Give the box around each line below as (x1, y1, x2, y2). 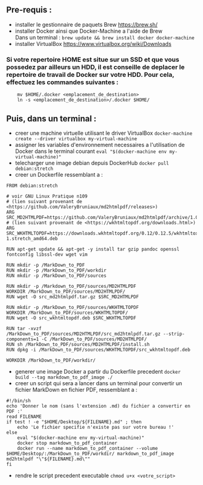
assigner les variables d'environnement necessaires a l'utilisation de (14, 141, 185, 148)
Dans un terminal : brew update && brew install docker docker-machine (14, 33, 195, 41)
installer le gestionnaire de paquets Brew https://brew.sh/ (14, 21, 158, 28)
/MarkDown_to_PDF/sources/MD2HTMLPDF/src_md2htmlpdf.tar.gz (6, 331, 161, 337)
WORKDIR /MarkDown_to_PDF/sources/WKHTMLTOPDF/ (6, 310, 129, 316)
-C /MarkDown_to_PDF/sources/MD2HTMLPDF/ (41, 336, 147, 342)
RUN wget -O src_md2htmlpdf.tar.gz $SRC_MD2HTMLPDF (6, 293, 139, 300)
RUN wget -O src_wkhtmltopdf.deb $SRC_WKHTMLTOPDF (6, 314, 137, 321)
